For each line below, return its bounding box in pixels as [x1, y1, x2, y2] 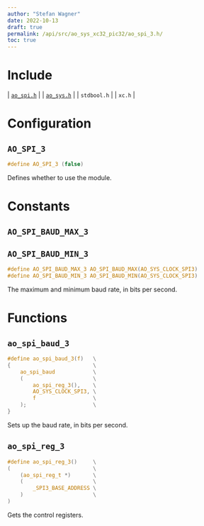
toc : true [7, 37, 37, 44]
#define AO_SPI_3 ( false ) [7, 161, 84, 168]
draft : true [7, 23, 42, 30]
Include [7, 67, 53, 84]
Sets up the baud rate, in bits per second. [7, 420, 128, 429]
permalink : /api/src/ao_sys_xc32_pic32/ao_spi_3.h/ [7, 30, 163, 38]
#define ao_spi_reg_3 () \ [7, 458, 97, 465]
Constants [7, 198, 70, 215]
